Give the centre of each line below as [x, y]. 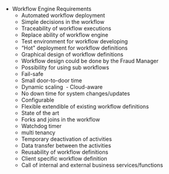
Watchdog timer [41, 126]
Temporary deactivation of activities [67, 139]
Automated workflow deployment [63, 15]
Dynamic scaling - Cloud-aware [62, 87]
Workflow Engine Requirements [52, 9]
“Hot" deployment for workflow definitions [74, 48]
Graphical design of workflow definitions [72, 54]
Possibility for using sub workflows [65, 67]
